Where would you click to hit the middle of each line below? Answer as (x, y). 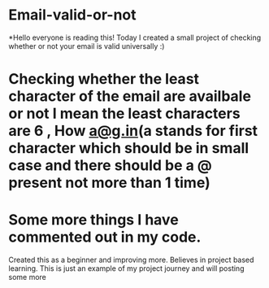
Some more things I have (93, 220)
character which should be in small (129, 148)
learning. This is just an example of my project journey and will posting (126, 268)
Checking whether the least (104, 79)
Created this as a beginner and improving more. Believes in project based (131, 260)
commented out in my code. (105, 237)
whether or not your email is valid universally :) (87, 46)
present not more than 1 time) (110, 183)
